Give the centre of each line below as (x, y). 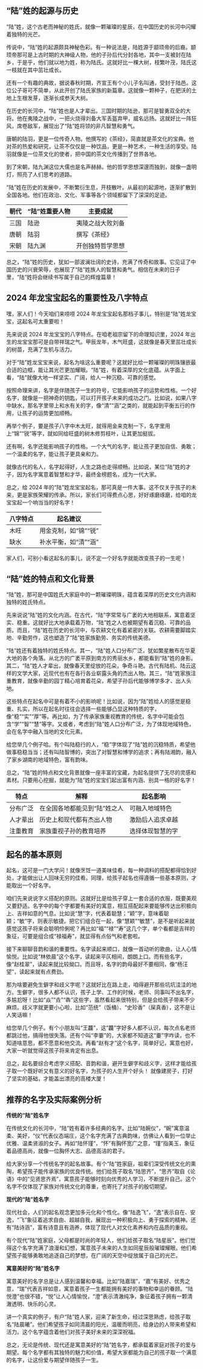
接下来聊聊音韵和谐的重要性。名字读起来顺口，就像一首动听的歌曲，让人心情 (101, 949)
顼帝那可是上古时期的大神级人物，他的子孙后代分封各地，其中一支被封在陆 (99, 55)
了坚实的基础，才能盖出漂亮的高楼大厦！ (56, 1079)
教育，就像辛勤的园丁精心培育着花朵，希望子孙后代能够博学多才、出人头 (101, 681)
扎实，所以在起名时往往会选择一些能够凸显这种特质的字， (88, 709)
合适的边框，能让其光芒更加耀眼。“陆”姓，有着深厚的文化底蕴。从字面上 (96, 370)
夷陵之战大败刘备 (101, 223)
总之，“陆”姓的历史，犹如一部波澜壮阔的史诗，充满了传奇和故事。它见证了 (99, 262)
